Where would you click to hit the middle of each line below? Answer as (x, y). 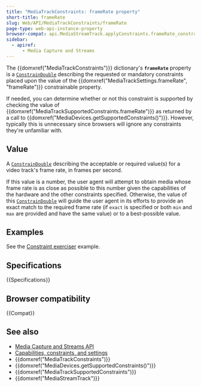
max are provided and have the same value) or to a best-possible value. (93, 213)
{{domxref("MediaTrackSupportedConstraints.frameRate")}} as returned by (99, 111)
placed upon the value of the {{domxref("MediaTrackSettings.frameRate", (97, 80)
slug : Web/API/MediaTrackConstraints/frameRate (67, 23)
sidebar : (17, 40)
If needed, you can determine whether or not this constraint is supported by (100, 98)
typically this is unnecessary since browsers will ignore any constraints (94, 124)
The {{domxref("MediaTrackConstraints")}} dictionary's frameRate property (99, 68)
